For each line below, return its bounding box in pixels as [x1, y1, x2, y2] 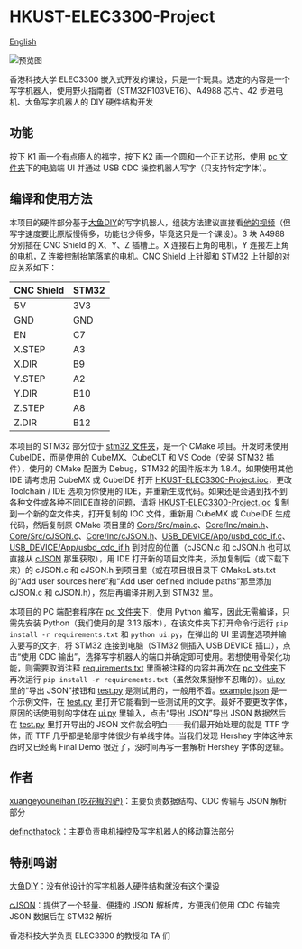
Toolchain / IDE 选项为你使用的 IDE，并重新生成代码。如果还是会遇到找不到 [9, 485, 288, 497]
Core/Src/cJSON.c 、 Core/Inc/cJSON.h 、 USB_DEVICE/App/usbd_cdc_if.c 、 [9, 530, 290, 542]
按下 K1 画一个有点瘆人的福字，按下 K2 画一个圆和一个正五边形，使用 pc [9, 151, 278, 161]
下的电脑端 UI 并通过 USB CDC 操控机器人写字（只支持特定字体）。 [25, 162, 271, 173]
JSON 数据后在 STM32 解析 [9, 911, 113, 922]
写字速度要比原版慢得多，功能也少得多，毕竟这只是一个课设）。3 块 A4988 [9, 228, 286, 239]
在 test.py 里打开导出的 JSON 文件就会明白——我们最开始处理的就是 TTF [9, 718, 280, 729]
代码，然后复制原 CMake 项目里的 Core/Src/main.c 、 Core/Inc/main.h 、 [9, 519, 273, 530]
